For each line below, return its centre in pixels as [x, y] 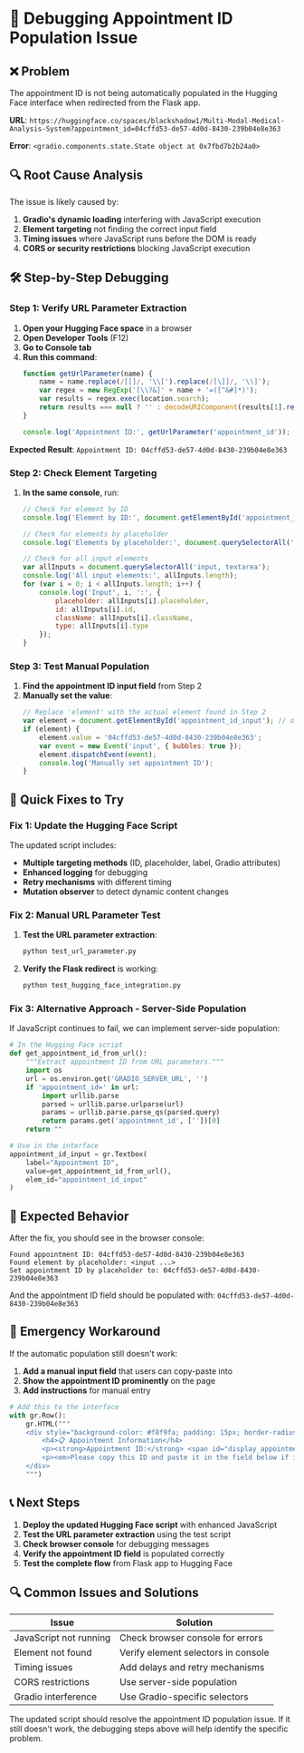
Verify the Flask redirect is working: [90, 969]
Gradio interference [56, 1697]
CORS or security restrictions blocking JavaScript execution [136, 248]
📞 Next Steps [45, 1503]
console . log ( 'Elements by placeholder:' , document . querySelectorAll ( [157, 542]
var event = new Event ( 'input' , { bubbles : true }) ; [141, 746]
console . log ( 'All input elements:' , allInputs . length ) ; [130, 576]
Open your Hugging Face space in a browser [107, 328]
